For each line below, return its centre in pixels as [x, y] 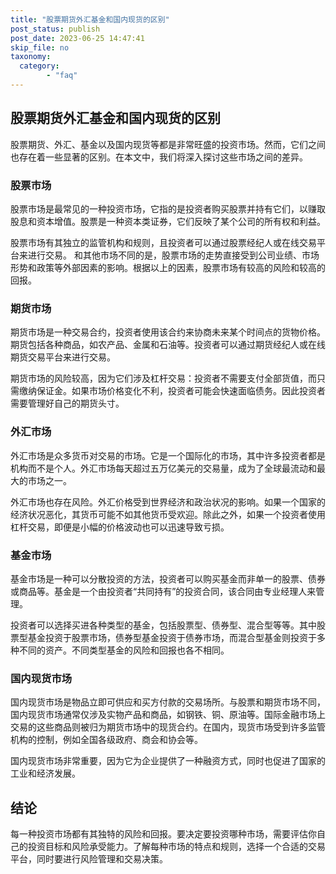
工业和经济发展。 [45, 773]
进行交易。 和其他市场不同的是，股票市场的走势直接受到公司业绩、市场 [173, 255]
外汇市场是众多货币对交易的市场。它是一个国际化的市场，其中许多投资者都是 [168, 455]
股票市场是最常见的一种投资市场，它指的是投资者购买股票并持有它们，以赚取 [168, 208]
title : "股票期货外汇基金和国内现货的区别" [90, 19]
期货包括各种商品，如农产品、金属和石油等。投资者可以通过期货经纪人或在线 [168, 345]
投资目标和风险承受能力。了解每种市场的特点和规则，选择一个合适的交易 [176, 846]
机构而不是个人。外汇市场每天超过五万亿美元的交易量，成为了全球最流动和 [163, 468]
